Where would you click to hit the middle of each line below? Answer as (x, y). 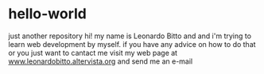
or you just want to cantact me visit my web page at (93, 53)
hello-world (48, 14)
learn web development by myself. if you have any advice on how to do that (132, 44)
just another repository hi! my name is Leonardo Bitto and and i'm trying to (130, 36)
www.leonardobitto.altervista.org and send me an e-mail (101, 61)
